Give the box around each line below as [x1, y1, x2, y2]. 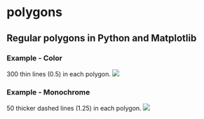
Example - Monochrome [6, 87, 90, 97]
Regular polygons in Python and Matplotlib [6, 32, 197, 44]
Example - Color [6, 53, 62, 63]
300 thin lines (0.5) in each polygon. [6, 69, 111, 78]
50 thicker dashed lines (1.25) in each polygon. [6, 104, 142, 113]
